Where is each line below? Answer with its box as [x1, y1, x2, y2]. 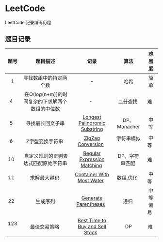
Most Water [77, 177, 104, 184]
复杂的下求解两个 [28, 98, 67, 105]
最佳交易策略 [30, 223, 60, 230]
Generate [81, 195, 103, 201]
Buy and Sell [77, 223, 107, 230]
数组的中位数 [31, 105, 60, 112]
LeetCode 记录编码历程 [5, 19, 52, 25]
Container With [75, 171, 109, 178]
